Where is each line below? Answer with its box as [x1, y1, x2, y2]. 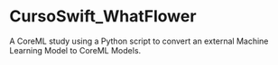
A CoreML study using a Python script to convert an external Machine [9, 36, 269, 46]
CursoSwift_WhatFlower [9, 6, 197, 27]
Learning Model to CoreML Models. [9, 45, 142, 55]
